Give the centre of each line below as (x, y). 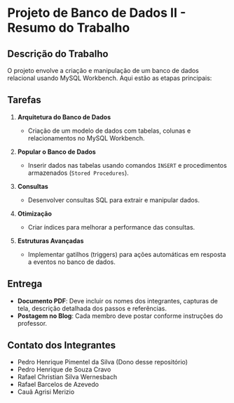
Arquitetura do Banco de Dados (64, 117)
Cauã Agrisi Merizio (46, 392)
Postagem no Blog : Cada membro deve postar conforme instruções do (120, 316)
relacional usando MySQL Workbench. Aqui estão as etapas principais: (110, 78)
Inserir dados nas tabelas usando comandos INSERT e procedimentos (128, 165)
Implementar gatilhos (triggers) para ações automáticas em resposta (127, 254)
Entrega (25, 284)
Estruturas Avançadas (50, 241)
